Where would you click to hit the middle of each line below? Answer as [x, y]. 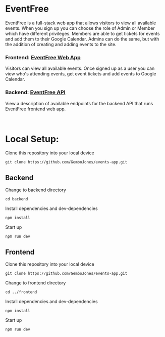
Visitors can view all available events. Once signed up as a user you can [80, 68]
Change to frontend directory [36, 283]
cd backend [17, 199]
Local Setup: [32, 139]
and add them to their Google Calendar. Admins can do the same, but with [82, 39]
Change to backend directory [36, 190]
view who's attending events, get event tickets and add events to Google [81, 74]
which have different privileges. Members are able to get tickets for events [82, 33]
